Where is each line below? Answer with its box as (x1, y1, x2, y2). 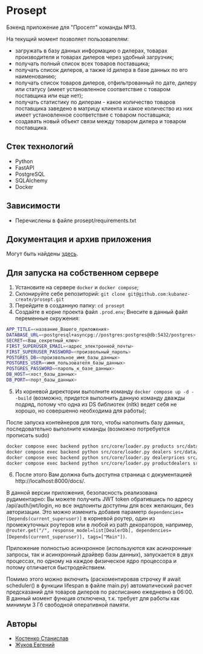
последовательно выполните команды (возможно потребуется (6, 425, 170, 432)
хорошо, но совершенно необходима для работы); (14, 407, 147, 414)
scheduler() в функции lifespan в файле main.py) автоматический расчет (6, 582, 192, 589)
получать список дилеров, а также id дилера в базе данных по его (14, 66, 188, 73)
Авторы (6, 618, 37, 629)
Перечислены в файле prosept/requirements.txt (14, 217, 137, 224)
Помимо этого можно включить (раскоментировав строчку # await (6, 575, 181, 583)
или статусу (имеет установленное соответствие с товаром (14, 85, 171, 92)
